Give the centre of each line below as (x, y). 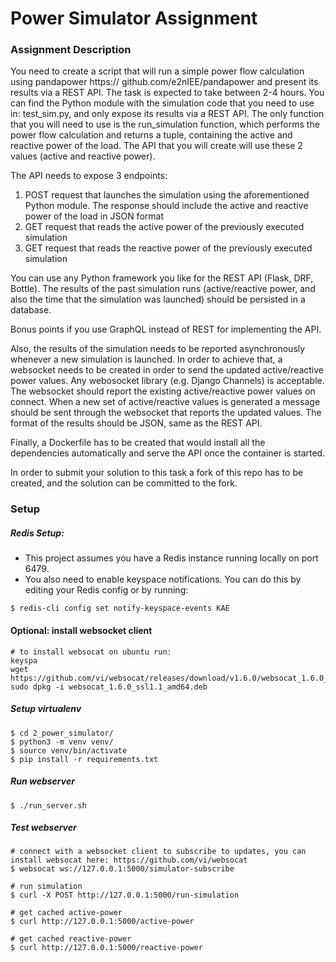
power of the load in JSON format (94, 216)
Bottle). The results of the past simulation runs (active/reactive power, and (163, 289)
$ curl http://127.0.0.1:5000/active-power (102, 922)
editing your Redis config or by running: (106, 590)
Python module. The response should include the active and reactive (166, 206)
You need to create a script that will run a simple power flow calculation (157, 71)
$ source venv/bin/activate (69, 750)
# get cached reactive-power (71, 939)
